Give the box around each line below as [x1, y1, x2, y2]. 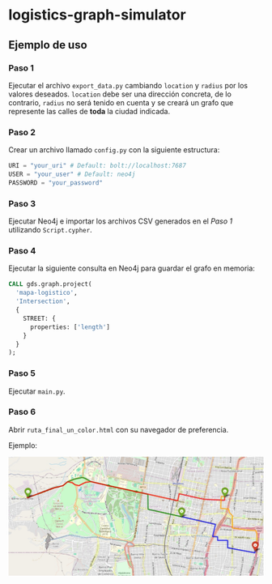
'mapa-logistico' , [15, 289, 79, 297]
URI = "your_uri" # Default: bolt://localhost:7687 [8, 162, 186, 170]
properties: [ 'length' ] [29, 322, 111, 331]
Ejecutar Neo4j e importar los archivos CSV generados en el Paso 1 [8, 216, 233, 226]
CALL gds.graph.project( [8, 280, 92, 288]
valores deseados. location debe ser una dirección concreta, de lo [8, 89, 232, 99]
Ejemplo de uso [8, 38, 87, 52]
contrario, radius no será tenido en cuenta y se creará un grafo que [8, 97, 234, 107]
